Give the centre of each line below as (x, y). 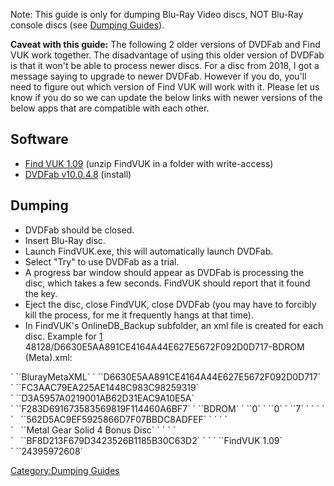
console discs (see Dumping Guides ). (87, 25)
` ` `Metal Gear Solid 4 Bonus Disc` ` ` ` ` (93, 430)
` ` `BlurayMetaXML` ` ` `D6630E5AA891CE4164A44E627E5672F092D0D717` (166, 376)
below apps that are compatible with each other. (110, 108)
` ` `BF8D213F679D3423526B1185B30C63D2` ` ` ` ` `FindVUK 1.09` (146, 440)
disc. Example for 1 (63, 336)
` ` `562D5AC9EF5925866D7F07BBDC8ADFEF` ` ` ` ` (119, 419)
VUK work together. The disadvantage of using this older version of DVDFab (167, 55)
